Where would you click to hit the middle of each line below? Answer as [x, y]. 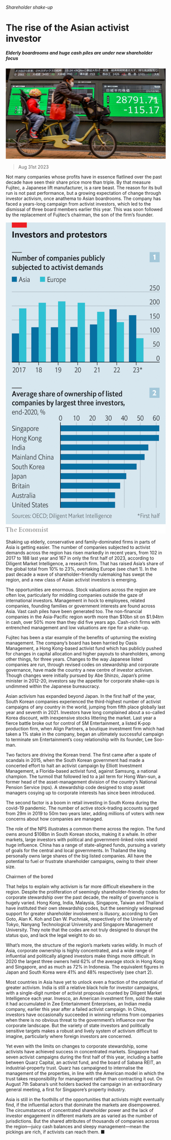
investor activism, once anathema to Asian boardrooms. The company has [83, 198]
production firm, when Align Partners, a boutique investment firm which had [85, 728]
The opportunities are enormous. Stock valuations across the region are [81, 590]
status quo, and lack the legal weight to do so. [54, 935]
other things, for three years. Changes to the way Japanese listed [74, 659]
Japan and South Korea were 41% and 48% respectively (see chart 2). [79, 972]
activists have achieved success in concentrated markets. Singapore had [82, 1051]
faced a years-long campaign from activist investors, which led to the [78, 204]
